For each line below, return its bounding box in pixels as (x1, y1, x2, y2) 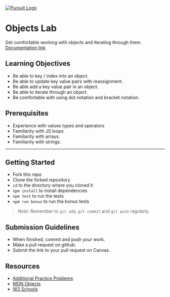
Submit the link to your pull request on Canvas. (12, 247, 110, 253)
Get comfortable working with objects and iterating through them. (5, 39, 142, 45)
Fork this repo (12, 171, 42, 177)
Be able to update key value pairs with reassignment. (12, 78, 123, 84)
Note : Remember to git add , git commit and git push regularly (17, 208, 149, 214)
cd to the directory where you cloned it (12, 182, 94, 189)
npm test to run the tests (12, 193, 64, 199)
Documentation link (5, 45, 46, 51)
